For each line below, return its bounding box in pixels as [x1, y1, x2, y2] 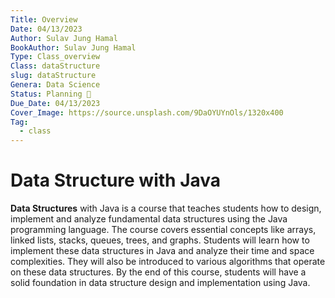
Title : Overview [10, 14, 78, 25]
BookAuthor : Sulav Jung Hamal [10, 42, 137, 53]
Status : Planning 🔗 [10, 89, 92, 99]
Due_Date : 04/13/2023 [10, 98, 101, 108]
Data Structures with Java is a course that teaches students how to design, [10, 202, 322, 215]
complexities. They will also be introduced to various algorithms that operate [10, 256, 326, 268]
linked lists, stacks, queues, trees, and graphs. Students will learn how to [10, 234, 310, 246]
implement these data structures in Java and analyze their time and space [10, 245, 315, 257]
